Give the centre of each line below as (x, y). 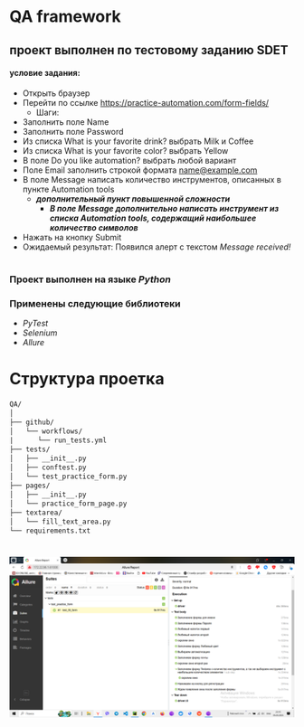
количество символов (94, 227)
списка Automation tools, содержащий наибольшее (153, 218)
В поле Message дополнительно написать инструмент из (164, 208)
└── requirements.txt (50, 531)
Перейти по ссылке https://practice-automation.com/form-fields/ (146, 102)
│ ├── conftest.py (48, 467)
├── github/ (32, 422)
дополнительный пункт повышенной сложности (133, 198)
